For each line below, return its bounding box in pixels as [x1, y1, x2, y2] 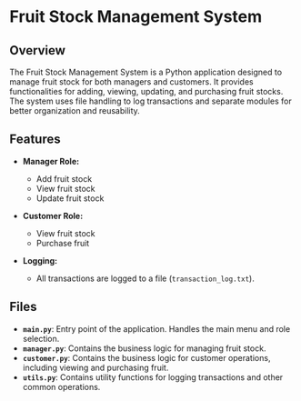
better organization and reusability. [9, 105, 141, 115]
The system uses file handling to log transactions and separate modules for [9, 95, 293, 106]
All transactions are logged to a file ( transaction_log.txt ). [35, 273, 255, 284]
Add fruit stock [35, 173, 93, 184]
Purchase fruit [35, 237, 90, 248]
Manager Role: [22, 155, 80, 166]
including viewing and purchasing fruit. [22, 362, 169, 373]
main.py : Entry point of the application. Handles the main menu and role [22, 323, 291, 334]
